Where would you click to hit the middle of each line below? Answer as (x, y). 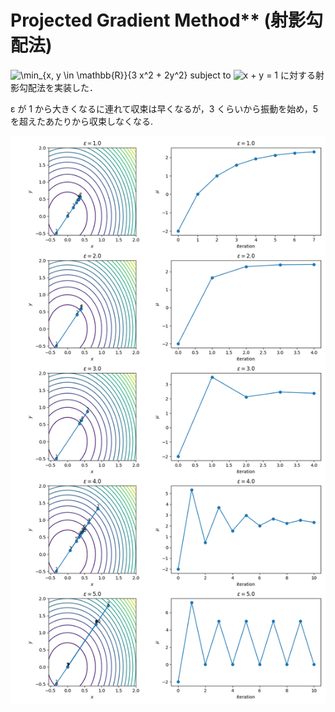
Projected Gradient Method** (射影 (158, 20)
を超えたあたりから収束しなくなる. (82, 121)
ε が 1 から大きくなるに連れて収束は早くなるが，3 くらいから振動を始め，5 (164, 108)
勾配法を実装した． (58, 87)
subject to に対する (252, 75)
